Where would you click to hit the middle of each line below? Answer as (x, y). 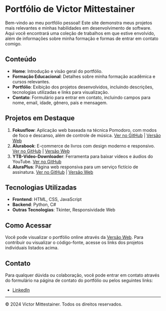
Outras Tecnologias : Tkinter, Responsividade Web (64, 210)
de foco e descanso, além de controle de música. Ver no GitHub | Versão (86, 135)
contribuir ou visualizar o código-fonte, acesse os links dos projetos (74, 242)
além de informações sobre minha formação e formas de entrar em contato (82, 39)
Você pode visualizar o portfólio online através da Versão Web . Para (74, 237)
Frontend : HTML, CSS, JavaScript (47, 199)
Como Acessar (28, 225)
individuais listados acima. (32, 248)
